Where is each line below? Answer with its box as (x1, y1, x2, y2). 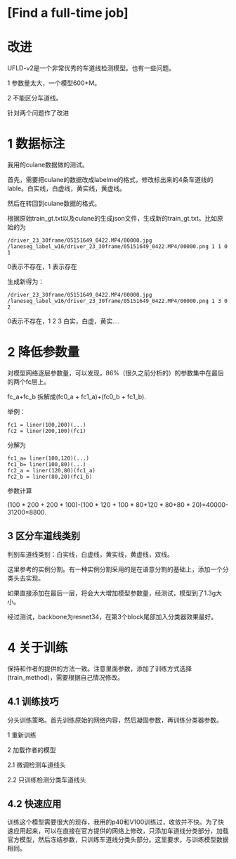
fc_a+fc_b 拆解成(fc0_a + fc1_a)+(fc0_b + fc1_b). (7, 392, 146, 401)
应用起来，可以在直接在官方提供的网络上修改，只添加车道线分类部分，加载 (13, 827, 229, 835)
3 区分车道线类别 (7, 530, 81, 542)
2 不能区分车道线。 (7, 93, 63, 103)
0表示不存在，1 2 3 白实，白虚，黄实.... (7, 317, 120, 325)
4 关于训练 (7, 640, 68, 655)
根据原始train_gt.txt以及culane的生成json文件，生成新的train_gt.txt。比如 (7, 214, 218, 223)
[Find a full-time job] (7, 5, 129, 21)
